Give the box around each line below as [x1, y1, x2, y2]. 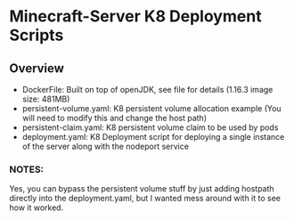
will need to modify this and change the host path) [21, 113, 208, 123]
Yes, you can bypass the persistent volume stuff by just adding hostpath [9, 183, 274, 194]
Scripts [9, 25, 64, 45]
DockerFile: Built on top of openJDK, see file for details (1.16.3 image [21, 85, 274, 94]
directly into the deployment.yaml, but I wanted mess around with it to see [9, 193, 281, 204]
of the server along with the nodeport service [21, 141, 190, 151]
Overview [9, 61, 65, 76]
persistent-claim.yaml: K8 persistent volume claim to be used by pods [21, 122, 279, 133]
